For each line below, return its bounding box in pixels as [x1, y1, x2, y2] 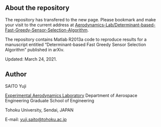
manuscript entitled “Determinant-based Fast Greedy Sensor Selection [5, 41, 146, 48]
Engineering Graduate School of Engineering [5, 97, 95, 103]
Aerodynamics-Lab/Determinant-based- [75, 22, 156, 28]
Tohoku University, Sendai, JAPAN [5, 107, 74, 113]
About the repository [5, 4, 69, 12]
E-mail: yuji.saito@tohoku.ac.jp [5, 116, 67, 122]
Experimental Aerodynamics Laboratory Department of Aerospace [5, 92, 138, 98]
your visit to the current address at [5, 22, 74, 28]
